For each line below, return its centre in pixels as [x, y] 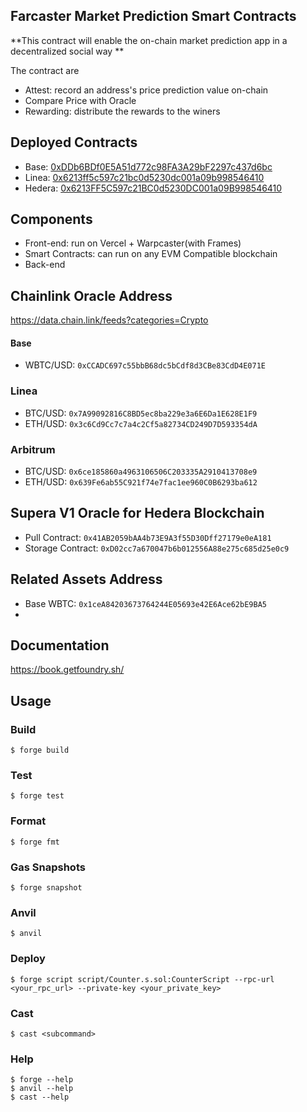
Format [28, 821]
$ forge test [37, 796]
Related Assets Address [86, 579]
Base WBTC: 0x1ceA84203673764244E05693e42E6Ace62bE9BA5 [145, 603]
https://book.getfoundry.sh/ [67, 670]
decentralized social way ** [67, 51]
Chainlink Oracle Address [91, 295]
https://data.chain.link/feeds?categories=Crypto [109, 320]
